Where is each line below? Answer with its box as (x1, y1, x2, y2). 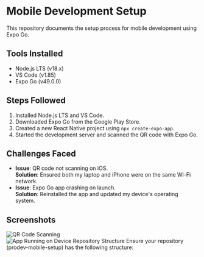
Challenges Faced (6, 148, 76, 159)
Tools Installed (6, 49, 63, 59)
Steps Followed (6, 96, 66, 106)
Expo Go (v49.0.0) (15, 77, 62, 85)
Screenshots (6, 214, 56, 225)
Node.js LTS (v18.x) (15, 65, 64, 72)
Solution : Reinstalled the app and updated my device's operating (15, 191, 178, 198)
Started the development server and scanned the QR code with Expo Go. (15, 131, 199, 138)
